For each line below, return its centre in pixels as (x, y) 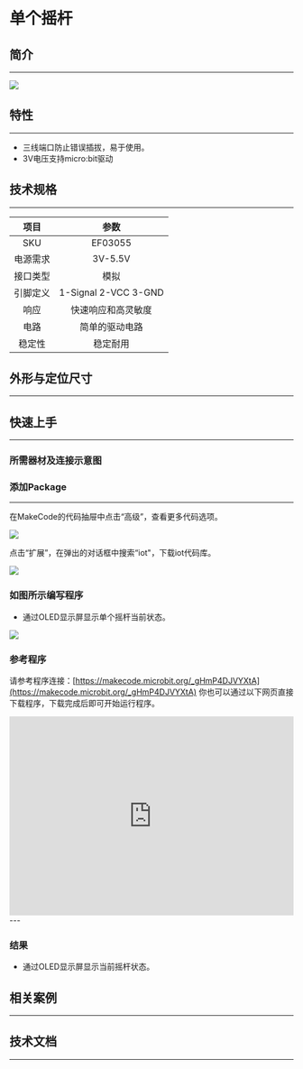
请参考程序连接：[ (43, 681)
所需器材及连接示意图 (55, 461)
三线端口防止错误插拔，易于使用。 (86, 147)
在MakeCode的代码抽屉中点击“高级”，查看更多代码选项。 (116, 517)
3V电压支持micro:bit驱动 (68, 158)
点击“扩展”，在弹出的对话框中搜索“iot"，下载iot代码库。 (113, 553)
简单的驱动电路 (111, 327)
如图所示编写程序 (46, 595)
